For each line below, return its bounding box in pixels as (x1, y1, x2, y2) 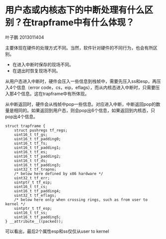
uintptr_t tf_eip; (14, 179, 52, 185)
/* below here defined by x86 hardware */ (14, 171, 103, 176)
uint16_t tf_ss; (14, 210, 48, 215)
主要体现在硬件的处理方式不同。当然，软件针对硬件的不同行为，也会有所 (5, 45, 153, 51)
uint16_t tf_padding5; (14, 214, 61, 220)
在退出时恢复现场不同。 (12, 67, 61, 73)
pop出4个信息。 (5, 114, 38, 119)
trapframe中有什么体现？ (31, 17, 135, 28)
